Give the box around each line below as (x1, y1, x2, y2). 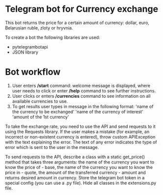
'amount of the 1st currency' (12, 114, 70, 120)
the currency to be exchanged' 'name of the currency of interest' (12, 109, 143, 114)
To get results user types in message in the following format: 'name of (12, 103, 154, 109)
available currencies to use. (12, 98, 68, 104)
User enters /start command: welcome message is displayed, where (12, 83, 151, 88)
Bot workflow (5, 66, 61, 78)
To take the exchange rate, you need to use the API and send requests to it (5, 123, 156, 129)
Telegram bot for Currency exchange (5, 3, 158, 15)
